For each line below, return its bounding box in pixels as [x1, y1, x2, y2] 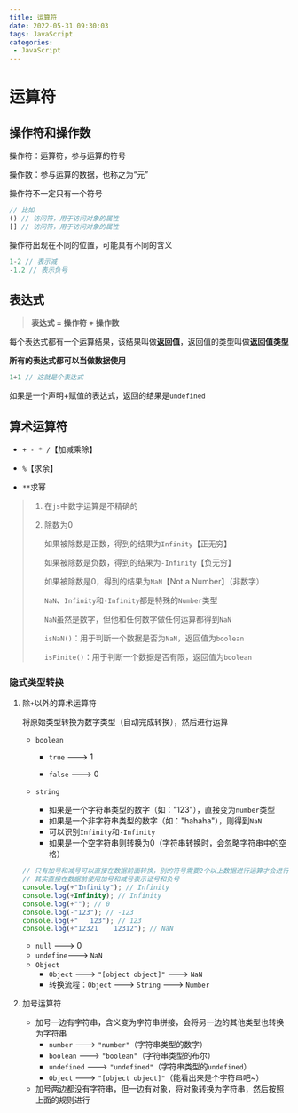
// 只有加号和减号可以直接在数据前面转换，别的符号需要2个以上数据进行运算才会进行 [21, 867, 290, 876]
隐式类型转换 [9, 676, 65, 688]
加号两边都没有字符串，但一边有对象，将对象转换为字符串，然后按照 [35, 1084, 285, 1094]
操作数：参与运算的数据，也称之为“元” [9, 170, 149, 180]
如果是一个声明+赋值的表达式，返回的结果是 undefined [9, 390, 206, 401]
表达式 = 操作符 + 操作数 [30, 317, 120, 329]
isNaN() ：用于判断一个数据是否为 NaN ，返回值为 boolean [43, 632, 245, 643]
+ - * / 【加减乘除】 [21, 444, 98, 454]
